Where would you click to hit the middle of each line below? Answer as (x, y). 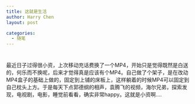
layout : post (22, 22)
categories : (21, 33)
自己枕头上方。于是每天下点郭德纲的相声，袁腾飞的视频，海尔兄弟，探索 (94, 87)
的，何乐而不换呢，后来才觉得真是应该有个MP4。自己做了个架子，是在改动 (97, 73)
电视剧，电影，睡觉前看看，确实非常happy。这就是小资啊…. (89, 95)
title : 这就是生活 (27, 11)
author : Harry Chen (30, 17)
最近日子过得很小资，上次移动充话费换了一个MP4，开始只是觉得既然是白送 (97, 65)
